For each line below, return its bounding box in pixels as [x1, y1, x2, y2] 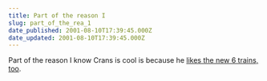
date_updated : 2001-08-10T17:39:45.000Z [8, 33, 146, 42]
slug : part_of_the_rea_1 [8, 19, 91, 27]
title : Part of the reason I [8, 11, 106, 20]
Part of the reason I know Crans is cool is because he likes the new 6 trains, [8, 56, 259, 65]
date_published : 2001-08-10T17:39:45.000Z [8, 26, 152, 34]
